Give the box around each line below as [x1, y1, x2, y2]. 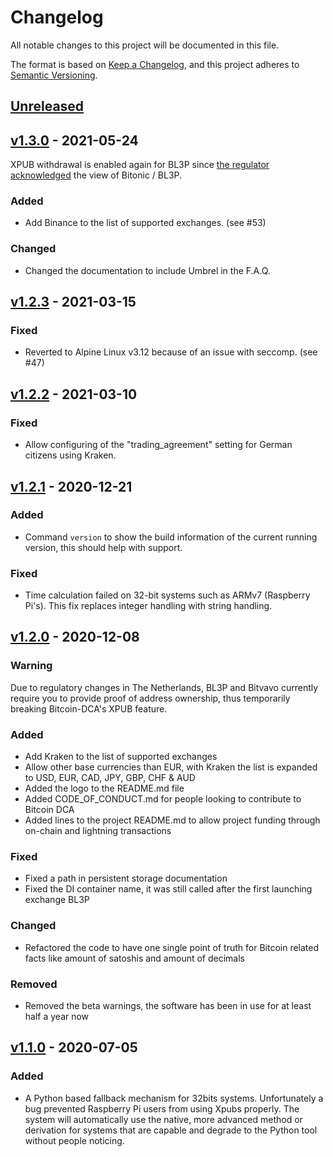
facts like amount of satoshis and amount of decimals [24, 952, 245, 964]
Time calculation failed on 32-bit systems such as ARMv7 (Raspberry [24, 589, 311, 601]
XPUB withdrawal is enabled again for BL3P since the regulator [10, 159, 270, 171]
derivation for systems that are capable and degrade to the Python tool [24, 1124, 318, 1136]
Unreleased [10, 98, 85, 115]
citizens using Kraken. [24, 449, 117, 461]
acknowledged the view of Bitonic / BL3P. [10, 169, 183, 181]
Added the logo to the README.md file [24, 782, 185, 795]
